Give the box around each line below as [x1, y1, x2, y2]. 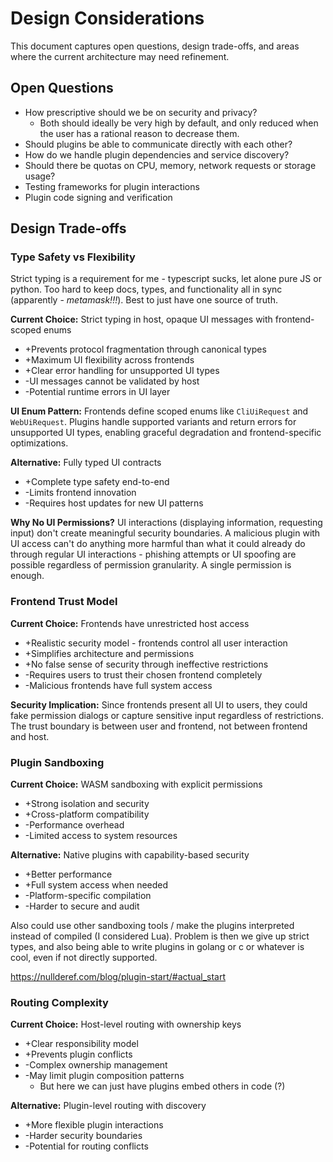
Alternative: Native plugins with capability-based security [10, 849, 250, 861]
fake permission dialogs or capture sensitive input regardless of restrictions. [10, 709, 324, 721]
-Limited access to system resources [24, 830, 178, 842]
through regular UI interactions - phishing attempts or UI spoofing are [10, 548, 297, 561]
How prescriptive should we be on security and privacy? [24, 106, 258, 118]
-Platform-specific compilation [24, 890, 152, 902]
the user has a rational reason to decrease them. [39, 127, 240, 139]
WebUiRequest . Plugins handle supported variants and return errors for [10, 416, 297, 428]
